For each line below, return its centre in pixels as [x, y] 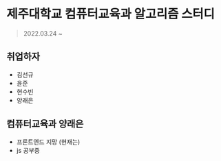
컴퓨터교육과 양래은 [45, 124]
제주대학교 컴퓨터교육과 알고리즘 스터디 [110, 14]
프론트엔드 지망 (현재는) [48, 142]
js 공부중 [28, 150]
